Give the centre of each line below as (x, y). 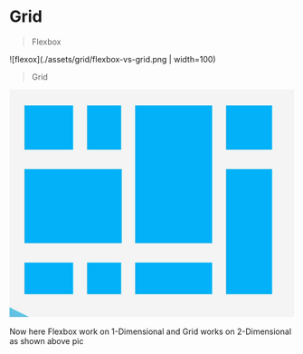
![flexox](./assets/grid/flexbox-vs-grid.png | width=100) (113, 59)
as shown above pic (47, 340)
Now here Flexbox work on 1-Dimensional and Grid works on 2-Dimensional (151, 331)
